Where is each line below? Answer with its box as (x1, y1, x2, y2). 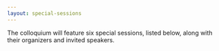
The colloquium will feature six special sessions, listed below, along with (7, 29, 213, 37)
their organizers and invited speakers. (7, 35, 115, 44)
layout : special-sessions (7, 10, 82, 17)
